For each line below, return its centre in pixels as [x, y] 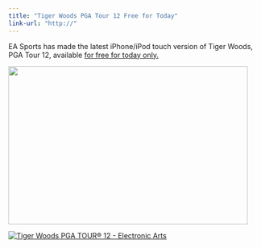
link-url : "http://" [43, 23]
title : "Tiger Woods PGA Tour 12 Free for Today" [93, 16]
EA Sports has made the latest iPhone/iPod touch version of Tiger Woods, [131, 46]
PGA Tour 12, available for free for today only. [84, 55]
